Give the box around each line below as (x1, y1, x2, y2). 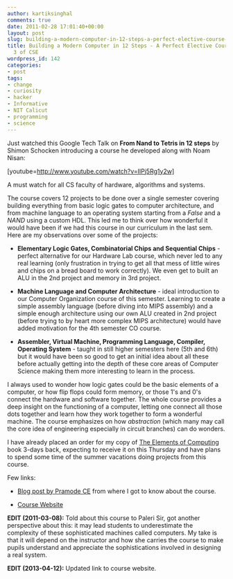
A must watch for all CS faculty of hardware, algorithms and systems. (7, 180, 206, 189)
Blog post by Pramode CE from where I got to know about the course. (17, 487, 216, 495)
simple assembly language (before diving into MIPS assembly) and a (17, 302, 214, 310)
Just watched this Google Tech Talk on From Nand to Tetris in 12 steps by (7, 139, 220, 147)
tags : (7, 74, 23, 82)
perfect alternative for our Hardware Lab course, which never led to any (17, 251, 223, 260)
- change (7, 81, 33, 88)
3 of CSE (13, 49, 39, 56)
